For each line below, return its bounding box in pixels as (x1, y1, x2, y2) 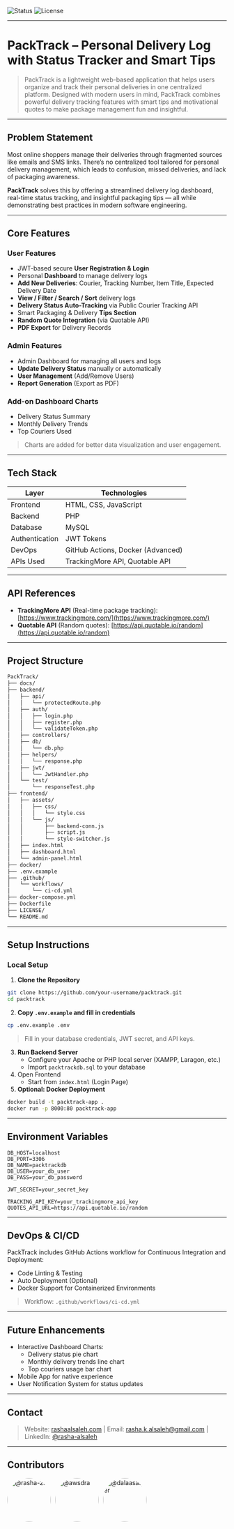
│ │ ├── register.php (7, 719, 82, 726)
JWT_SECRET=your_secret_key (7, 1186, 89, 1193)
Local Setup (7, 960, 49, 970)
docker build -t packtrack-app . (7, 1099, 104, 1106)
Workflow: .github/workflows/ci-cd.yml (24, 1298, 140, 1306)
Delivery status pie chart (27, 1350, 99, 1359)
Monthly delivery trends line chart (27, 1357, 125, 1366)
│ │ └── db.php (7, 745, 64, 752)
